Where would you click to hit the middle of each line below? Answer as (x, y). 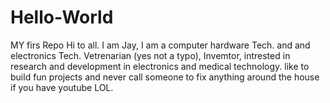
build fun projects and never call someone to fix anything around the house (165, 77)
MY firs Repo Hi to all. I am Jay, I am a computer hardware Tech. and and (160, 45)
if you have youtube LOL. (62, 87)
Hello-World (62, 17)
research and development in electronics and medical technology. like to (160, 66)
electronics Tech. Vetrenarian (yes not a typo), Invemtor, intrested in (150, 55)
